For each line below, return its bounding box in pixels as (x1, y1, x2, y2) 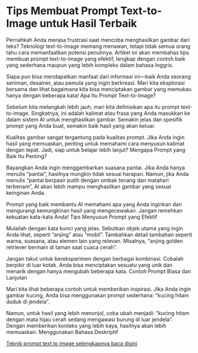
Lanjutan (6, 274, 28, 281)
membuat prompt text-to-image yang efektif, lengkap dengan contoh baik (6, 55, 186, 62)
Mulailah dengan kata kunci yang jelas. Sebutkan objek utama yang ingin (6, 224, 183, 232)
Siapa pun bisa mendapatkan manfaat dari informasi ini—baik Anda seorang (6, 73, 191, 80)
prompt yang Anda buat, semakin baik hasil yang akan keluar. (6, 122, 155, 129)
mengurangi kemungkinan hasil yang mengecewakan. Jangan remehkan (6, 207, 183, 214)
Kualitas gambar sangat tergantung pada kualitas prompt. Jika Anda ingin (6, 133, 185, 140)
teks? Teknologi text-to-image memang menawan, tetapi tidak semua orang (6, 43, 191, 50)
